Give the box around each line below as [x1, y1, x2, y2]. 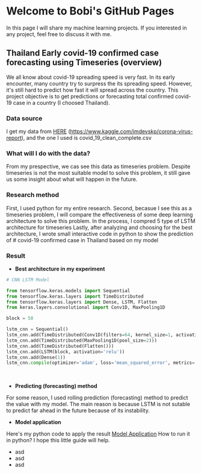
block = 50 [6, 315, 34, 322]
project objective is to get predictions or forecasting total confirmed [6, 92, 174, 100]
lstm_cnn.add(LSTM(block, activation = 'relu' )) [6, 348, 125, 355]
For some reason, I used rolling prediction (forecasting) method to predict [6, 394, 188, 401]
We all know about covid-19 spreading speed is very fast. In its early [6, 74, 176, 81]
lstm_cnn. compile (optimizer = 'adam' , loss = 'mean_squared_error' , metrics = [6, 360, 195, 366]
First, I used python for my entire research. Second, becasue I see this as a [6, 204, 192, 211]
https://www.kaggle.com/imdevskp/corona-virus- [70, 128, 194, 135]
